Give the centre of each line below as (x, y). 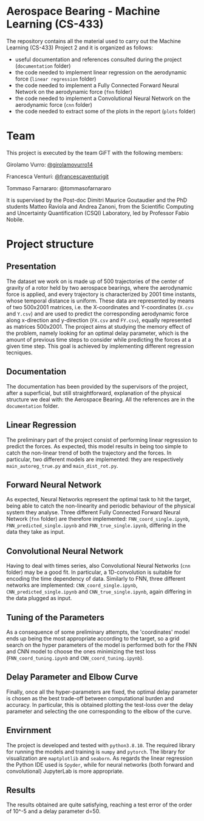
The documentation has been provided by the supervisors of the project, (97, 386)
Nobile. (15, 219)
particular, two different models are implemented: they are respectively (95, 459)
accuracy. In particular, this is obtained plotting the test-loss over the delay (100, 704)
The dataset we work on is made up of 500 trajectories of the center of (95, 281)
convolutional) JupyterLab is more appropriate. (65, 771)
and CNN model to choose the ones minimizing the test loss (81, 651)
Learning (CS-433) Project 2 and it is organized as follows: (80, 48)
